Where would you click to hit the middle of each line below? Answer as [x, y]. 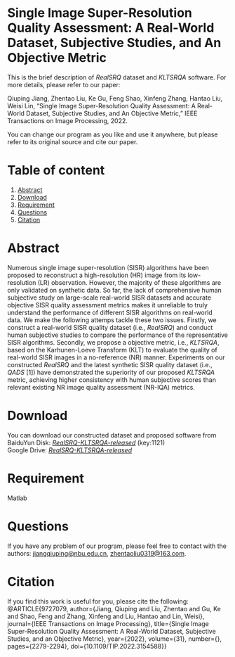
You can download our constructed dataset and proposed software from [112, 435]
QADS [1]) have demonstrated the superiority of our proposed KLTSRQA [111, 372]
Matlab [17, 498]
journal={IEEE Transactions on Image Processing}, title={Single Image [108, 623]
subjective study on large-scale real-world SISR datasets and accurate [109, 298]
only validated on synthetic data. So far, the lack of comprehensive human [115, 290]
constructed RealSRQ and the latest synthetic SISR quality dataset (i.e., [110, 364]
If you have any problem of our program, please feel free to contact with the [117, 546]
